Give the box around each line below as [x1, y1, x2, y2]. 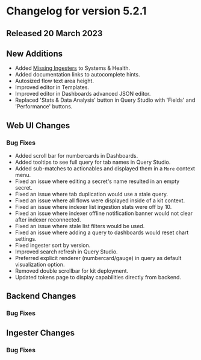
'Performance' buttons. [14, 103, 73, 110]
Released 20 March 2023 [6, 28, 103, 39]
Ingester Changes [6, 327, 75, 338]
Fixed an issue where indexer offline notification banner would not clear [14, 209, 193, 217]
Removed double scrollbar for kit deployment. [14, 267, 129, 275]
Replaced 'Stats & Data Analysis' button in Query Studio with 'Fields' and [14, 96, 196, 104]
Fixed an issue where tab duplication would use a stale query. [14, 191, 169, 198]
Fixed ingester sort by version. [14, 242, 91, 249]
